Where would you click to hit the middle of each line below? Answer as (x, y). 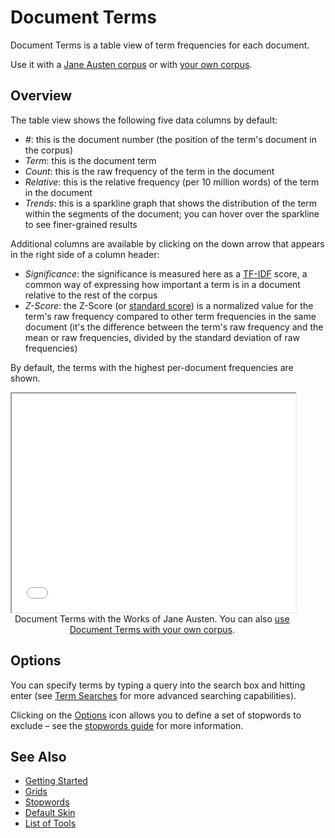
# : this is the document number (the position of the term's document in (170, 139)
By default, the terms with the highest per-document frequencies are (152, 367)
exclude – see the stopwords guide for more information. (127, 725)
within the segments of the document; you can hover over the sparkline (172, 213)
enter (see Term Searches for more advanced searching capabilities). (153, 695)
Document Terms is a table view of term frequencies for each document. (160, 45)
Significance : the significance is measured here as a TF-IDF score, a (166, 273)
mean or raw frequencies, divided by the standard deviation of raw (162, 337)
